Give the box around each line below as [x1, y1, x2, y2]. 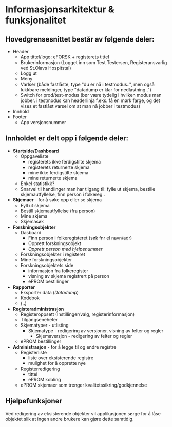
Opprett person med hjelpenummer [28, 246, 103, 252]
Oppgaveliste [20, 153, 49, 159]
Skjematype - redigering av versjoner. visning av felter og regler [28, 327, 163, 334]
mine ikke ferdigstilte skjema [28, 169, 89, 175]
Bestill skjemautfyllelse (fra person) [20, 208, 95, 214]
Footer [12, 114, 27, 120]
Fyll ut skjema [20, 202, 50, 208]
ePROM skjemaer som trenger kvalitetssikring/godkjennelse [20, 382, 147, 388]
